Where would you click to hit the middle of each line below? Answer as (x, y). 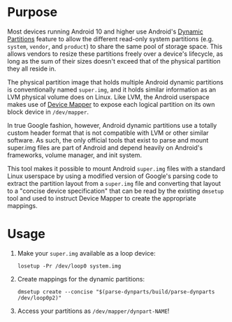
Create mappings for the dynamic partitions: (81, 279)
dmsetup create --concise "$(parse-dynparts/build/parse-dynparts (116, 292)
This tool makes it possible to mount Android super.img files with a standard (116, 168)
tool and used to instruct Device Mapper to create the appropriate (102, 198)
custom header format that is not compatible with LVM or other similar (108, 133)
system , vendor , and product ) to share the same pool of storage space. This (115, 46)
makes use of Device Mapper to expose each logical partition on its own (111, 104)
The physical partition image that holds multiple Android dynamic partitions (115, 82)
